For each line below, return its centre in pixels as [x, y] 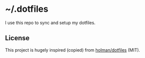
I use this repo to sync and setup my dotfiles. [50, 23]
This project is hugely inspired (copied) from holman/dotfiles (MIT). [72, 50]
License [17, 38]
